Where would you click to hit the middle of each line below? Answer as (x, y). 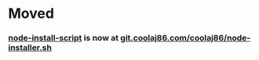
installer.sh (30, 48)
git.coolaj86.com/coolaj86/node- (186, 38)
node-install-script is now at (64, 38)
